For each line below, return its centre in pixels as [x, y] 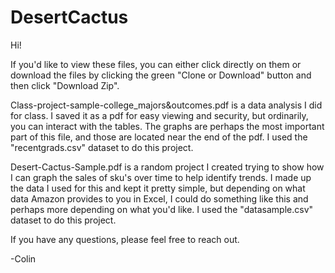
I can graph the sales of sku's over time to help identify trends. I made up [161, 177]
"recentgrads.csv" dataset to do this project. [102, 147]
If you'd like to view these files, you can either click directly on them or [156, 64]
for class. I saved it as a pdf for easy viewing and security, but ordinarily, [159, 115]
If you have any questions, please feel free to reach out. [125, 239]
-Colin [23, 258]
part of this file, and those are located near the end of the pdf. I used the [159, 137]
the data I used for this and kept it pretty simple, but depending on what [158, 188]
